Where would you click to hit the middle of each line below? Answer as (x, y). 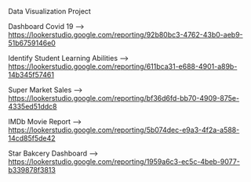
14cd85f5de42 (32, 138)
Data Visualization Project (50, 11)
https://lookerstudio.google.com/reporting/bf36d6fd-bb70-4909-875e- (124, 98)
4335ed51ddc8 (33, 106)
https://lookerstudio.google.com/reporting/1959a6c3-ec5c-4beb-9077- (124, 162)
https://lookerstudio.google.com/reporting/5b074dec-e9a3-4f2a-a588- (124, 130)
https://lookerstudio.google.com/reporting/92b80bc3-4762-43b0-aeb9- (125, 35)
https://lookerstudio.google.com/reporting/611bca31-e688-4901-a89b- (123, 66)
